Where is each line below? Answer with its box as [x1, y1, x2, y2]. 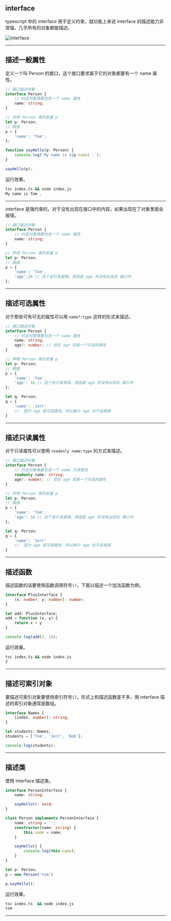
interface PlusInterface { [5, 592, 63, 597]
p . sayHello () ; [5, 881, 36, 886]
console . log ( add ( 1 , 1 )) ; [5, 635, 58, 640]
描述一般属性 [5, 56, 46, 64]
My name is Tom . [5, 191, 42, 196]
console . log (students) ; [5, 743, 56, 748]
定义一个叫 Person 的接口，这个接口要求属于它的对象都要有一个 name [5, 70, 152, 76]
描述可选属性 [5, 299, 46, 308]
